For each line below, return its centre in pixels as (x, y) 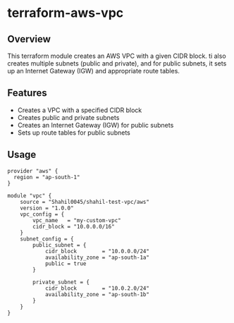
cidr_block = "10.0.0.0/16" (74, 226)
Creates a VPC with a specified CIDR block (80, 110)
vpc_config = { (42, 214)
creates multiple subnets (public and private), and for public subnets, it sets (117, 63)
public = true (66, 263)
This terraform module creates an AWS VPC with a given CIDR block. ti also (117, 56)
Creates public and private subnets (68, 117)
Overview (29, 39)
